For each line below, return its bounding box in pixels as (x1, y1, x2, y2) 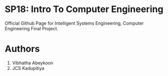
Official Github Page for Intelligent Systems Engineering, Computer (5, 20, 144, 26)
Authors (5, 43, 40, 55)
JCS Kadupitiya (12, 65, 45, 71)
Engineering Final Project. (5, 25, 59, 31)
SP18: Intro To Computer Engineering (5, 4, 164, 15)
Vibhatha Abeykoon (12, 59, 54, 66)
